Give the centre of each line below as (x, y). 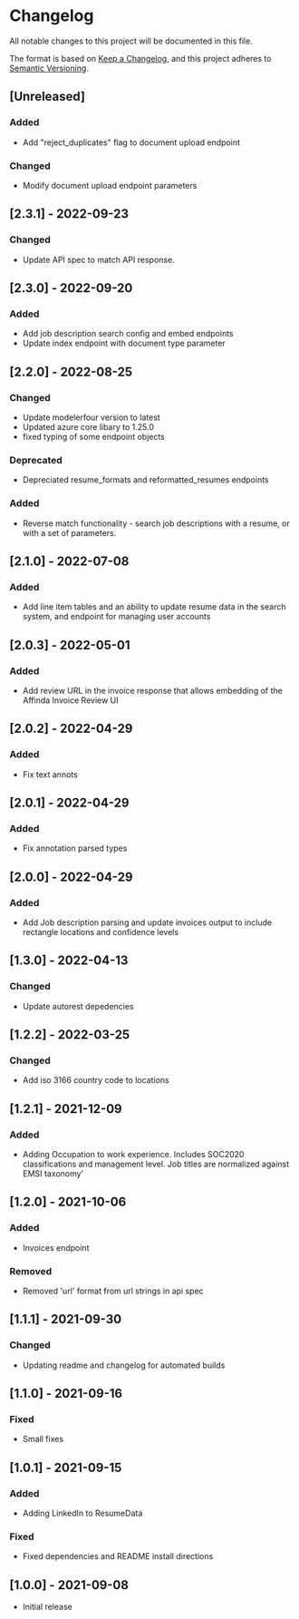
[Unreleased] (48, 97)
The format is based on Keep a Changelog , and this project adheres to (140, 58)
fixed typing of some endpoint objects (94, 436)
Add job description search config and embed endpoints (128, 334)
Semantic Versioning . (49, 68)
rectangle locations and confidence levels (101, 932)
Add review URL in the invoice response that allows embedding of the (152, 690)
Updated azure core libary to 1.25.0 (88, 426)
